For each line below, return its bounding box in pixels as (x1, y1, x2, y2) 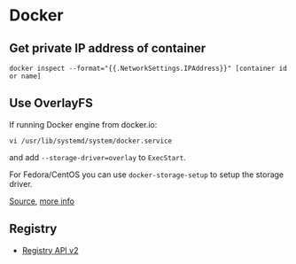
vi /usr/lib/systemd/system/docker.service (9, 136, 173, 145)
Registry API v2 (21, 245, 79, 255)
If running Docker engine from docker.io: (9, 119, 158, 129)
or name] (9, 72, 42, 81)
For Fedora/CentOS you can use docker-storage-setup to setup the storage (9, 169, 284, 180)
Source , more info (9, 196, 75, 206)
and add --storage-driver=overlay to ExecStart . (9, 151, 186, 162)
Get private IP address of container (9, 41, 206, 56)
